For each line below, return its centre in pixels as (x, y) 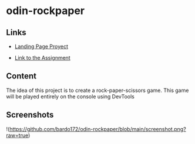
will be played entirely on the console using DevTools (70, 96)
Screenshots (30, 115)
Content (21, 76)
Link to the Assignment (42, 58)
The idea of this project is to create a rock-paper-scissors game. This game (97, 90)
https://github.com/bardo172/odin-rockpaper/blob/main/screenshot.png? (98, 129)
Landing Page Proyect (41, 46)
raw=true (17, 135)
